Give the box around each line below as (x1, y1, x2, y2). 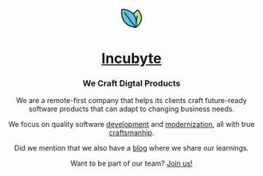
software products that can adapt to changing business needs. (28, 104, 235, 113)
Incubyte (100, 49, 163, 67)
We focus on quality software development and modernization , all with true (8, 119, 255, 128)
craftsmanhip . (108, 128, 155, 137)
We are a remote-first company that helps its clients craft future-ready (16, 95, 247, 105)
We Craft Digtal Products (82, 78, 181, 89)
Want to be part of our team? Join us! (70, 159, 193, 168)
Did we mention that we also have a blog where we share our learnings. (14, 143, 249, 152)
